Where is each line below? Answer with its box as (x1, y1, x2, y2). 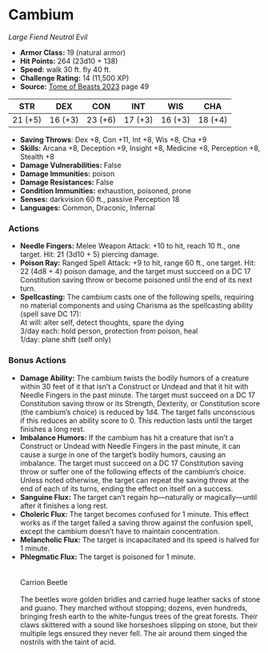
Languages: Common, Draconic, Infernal (19, 203, 155, 212)
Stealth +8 (19, 151, 54, 161)
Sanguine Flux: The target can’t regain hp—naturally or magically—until (19, 492, 258, 502)
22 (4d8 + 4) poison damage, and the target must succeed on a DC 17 (19, 267, 251, 276)
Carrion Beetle (19, 577, 68, 586)
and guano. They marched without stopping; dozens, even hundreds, (19, 603, 248, 612)
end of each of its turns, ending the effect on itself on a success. (19, 483, 234, 494)
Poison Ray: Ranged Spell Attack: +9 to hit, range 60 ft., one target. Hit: (19, 258, 256, 268)
